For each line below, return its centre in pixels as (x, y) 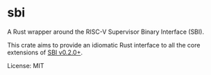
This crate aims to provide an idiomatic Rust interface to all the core (104, 45)
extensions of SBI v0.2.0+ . (45, 52)
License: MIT (26, 65)
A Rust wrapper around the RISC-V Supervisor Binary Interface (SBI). (106, 32)
